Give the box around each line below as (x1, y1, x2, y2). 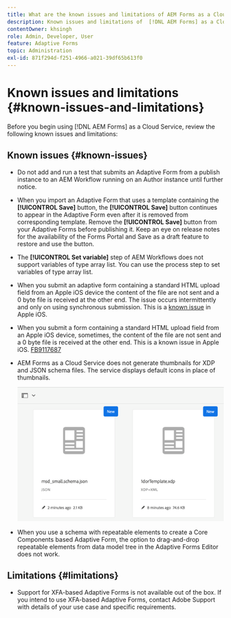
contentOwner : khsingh (7, 25, 72, 32)
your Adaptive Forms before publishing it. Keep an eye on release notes (16, 225, 220, 233)
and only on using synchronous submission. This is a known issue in (16, 302, 211, 311)
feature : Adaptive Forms (7, 40, 78, 47)
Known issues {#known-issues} (7, 150, 148, 162)
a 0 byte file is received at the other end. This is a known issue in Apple (16, 338, 219, 346)
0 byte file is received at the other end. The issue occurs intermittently (16, 296, 217, 304)
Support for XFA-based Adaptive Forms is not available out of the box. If (16, 588, 222, 596)
